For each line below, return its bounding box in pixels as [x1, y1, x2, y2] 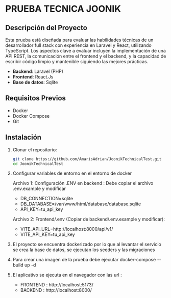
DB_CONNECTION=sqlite [20, 196, 74, 202]
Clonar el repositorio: [12, 146, 57, 153]
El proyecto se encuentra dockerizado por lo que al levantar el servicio [12, 241, 162, 248]
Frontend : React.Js [12, 74, 54, 79]
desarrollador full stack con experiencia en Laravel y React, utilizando [5, 42, 152, 48]
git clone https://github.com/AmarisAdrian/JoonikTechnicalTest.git [12, 156, 162, 161]
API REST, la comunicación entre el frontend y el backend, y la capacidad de [5, 53, 166, 59]
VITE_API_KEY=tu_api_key [20, 231, 75, 237]
